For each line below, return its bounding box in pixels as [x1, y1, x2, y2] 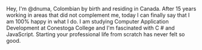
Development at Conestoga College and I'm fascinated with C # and [6, 24, 175, 31]
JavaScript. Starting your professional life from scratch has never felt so [6, 31, 185, 38]
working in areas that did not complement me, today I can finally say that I [6, 11, 190, 19]
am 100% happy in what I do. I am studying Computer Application [6, 18, 169, 25]
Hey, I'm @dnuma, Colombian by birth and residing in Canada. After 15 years [6, 5, 197, 12]
